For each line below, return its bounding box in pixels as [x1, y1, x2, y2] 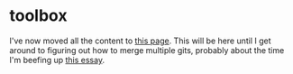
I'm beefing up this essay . [9, 54, 105, 65]
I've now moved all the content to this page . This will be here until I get [9, 35, 272, 46]
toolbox [9, 5, 68, 26]
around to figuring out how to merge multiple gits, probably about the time [9, 44, 285, 55]
